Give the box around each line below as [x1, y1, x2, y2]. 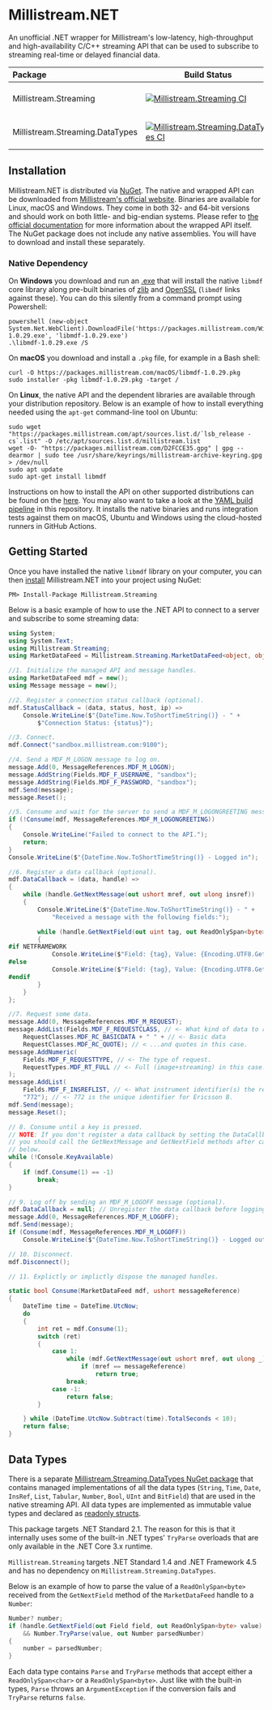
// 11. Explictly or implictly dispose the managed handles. [8, 1272, 219, 1281]
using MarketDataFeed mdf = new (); [8, 674, 129, 682]
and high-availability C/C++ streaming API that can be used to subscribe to [8, 41, 259, 50]
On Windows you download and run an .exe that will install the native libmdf [8, 276, 263, 286]
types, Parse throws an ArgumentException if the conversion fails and [8, 1684, 236, 1694]
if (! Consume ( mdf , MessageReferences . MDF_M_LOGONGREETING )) [8, 815, 216, 824]
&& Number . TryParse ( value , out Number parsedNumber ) [23, 1629, 205, 1638]
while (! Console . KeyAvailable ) [8, 1154, 114, 1162]
